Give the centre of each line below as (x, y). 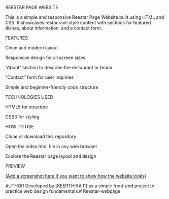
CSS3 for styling (22, 117)
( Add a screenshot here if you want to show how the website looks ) (76, 176)
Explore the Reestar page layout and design (51, 156)
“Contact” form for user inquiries (39, 77)
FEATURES (17, 38)
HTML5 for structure (27, 107)
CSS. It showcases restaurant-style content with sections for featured (78, 23)
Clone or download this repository (41, 136)
